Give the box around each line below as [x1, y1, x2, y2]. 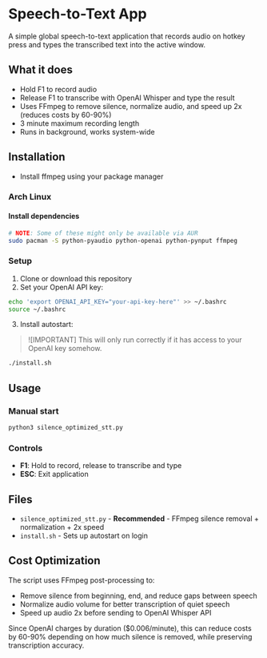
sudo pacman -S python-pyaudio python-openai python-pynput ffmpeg [8, 236, 238, 244]
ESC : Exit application [19, 470, 90, 479]
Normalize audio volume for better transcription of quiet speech [19, 599, 230, 609]
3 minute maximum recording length [19, 118, 140, 128]
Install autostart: [19, 320, 74, 329]
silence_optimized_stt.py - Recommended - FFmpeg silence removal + [19, 514, 260, 523]
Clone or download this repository [19, 273, 133, 283]
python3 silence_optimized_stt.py [8, 424, 124, 432]
